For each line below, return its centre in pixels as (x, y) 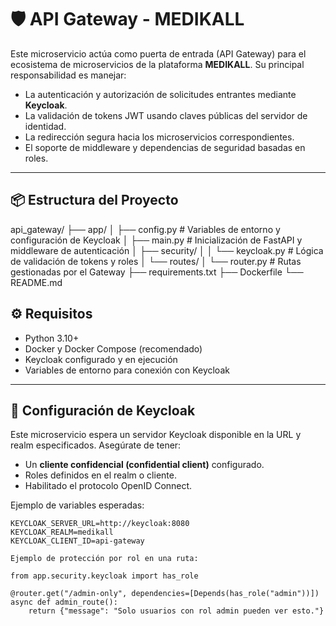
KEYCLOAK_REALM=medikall (62, 532)
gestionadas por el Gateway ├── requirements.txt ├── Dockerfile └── (157, 272)
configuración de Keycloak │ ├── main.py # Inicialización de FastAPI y (156, 240)
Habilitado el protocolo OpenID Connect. (108, 486)
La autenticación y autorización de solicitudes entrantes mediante (160, 94)
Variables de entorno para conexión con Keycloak (127, 370)
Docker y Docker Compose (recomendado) (113, 348)
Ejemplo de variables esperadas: (77, 505)
